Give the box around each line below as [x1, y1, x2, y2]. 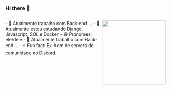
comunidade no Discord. [5, 50, 57, 56]
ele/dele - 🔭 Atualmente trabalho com [5, 37, 84, 43]
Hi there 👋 [5, 5, 31, 12]
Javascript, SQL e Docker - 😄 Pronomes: [5, 31, 92, 37]
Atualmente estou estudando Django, [5, 26, 83, 32]
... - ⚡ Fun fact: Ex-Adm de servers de [14, 42, 94, 49]
